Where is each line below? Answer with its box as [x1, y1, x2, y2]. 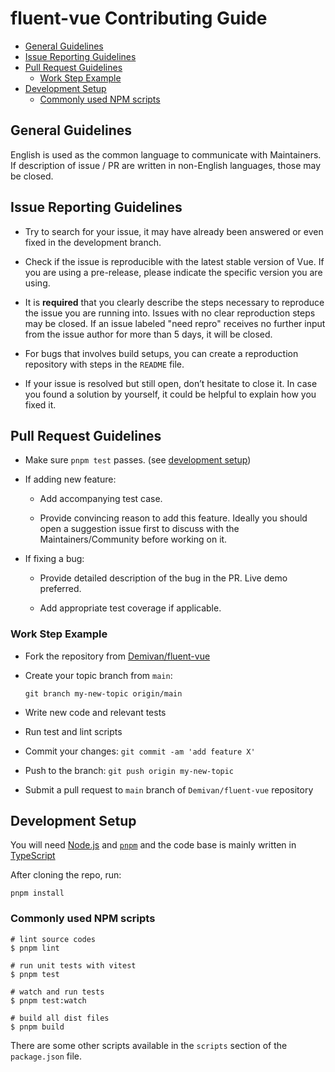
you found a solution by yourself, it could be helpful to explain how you [24, 388, 317, 400]
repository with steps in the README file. [24, 358, 185, 370]
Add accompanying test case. [39, 493, 163, 505]
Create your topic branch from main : [24, 669, 173, 681]
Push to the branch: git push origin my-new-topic [24, 764, 235, 776]
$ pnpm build [10, 1022, 65, 1032]
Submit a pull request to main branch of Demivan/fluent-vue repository [24, 783, 314, 796]
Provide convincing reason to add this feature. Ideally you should [39, 512, 308, 524]
